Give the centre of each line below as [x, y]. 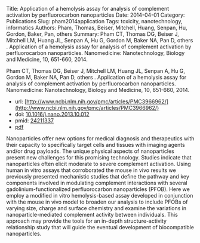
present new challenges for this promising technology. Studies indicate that [99, 157]
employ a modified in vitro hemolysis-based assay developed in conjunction [100, 196]
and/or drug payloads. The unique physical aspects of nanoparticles [90, 151]
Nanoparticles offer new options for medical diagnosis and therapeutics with [100, 139]
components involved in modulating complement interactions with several [97, 183]
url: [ [21, 101]
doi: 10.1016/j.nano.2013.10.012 [52, 114]
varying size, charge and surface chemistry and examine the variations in [96, 208]
